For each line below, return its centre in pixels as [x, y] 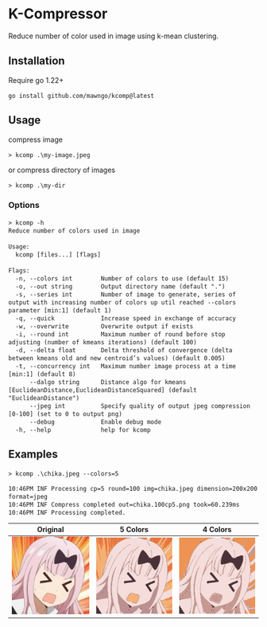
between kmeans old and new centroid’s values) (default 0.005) [117, 358]
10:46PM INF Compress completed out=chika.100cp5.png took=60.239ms [124, 504]
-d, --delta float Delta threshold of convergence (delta [124, 350]
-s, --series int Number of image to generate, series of [126, 294]
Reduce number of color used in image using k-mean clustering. [114, 36]
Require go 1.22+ [36, 80]
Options [24, 206]
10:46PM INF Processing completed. [67, 512]
